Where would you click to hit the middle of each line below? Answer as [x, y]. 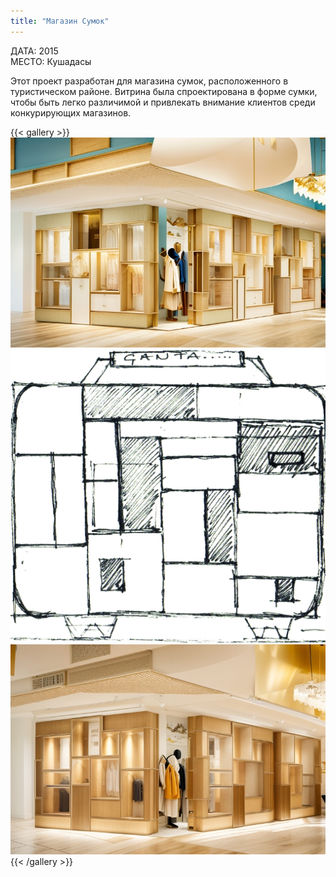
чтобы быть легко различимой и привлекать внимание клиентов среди [163, 102]
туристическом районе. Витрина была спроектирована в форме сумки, [164, 91]
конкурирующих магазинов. [71, 112]
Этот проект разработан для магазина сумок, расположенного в [149, 81]
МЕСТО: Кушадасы [51, 61]
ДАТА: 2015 [34, 51]
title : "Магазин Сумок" [60, 21]
